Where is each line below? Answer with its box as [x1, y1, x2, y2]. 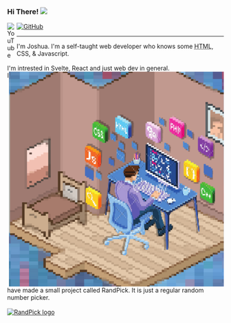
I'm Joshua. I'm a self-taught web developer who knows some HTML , [16, 42, 214, 51]
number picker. [7, 293, 50, 302]
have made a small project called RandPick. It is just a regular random [7, 286, 204, 295]
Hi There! [7, 7, 39, 16]
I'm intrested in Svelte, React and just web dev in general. [7, 64, 170, 72]
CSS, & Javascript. [16, 49, 69, 58]
